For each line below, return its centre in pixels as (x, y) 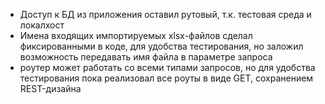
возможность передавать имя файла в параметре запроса (146, 57)
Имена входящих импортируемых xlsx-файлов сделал (136, 35)
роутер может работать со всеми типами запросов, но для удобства (167, 67)
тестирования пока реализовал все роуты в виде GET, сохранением (166, 78)
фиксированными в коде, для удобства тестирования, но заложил (161, 46)
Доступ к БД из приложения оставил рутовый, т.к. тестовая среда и (165, 14)
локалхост (42, 25)
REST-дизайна (50, 88)
